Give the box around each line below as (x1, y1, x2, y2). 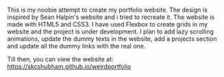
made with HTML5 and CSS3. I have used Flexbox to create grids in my (7, 20, 208, 28)
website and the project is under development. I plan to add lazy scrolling (7, 27, 214, 35)
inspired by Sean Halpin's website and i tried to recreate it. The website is (7, 13, 214, 21)
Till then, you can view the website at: (7, 55, 114, 63)
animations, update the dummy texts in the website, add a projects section (7, 35, 217, 43)
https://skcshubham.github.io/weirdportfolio (7, 63, 132, 70)
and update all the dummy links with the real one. (7, 42, 146, 50)
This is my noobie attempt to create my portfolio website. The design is (7, 6, 208, 14)
